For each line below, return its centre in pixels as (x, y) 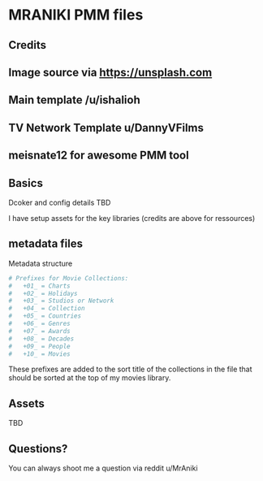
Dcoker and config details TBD (60, 202)
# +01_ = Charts (39, 286)
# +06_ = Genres (39, 324)
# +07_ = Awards (39, 331)
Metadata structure (41, 263)
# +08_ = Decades (41, 339)
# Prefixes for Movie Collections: (69, 278)
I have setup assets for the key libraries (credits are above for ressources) (132, 218)
